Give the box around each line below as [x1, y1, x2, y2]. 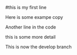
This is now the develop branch [5, 44, 72, 50]
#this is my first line [5, 5, 47, 10]
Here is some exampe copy [5, 14, 63, 20]
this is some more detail [5, 34, 56, 40]
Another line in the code [5, 24, 56, 30]
